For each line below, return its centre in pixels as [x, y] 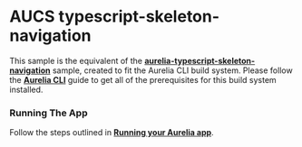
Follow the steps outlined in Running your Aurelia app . [112, 133]
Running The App [49, 113]
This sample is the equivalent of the [76, 60]
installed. [26, 89]
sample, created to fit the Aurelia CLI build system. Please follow [172, 70]
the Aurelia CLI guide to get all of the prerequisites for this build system [143, 79]
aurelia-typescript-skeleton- [200, 60]
